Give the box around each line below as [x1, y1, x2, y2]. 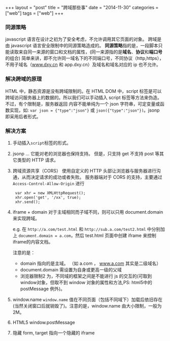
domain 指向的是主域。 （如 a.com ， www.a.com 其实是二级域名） [20, 260, 161, 266]
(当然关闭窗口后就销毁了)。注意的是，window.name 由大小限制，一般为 [12, 302, 162, 309]
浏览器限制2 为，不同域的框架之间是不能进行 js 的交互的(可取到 [20, 273, 152, 279]
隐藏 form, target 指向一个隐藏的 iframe [12, 329, 95, 336]
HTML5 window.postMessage [12, 319, 75, 325]
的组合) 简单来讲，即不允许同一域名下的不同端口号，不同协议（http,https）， [5, 55, 164, 61]
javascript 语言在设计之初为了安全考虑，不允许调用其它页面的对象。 [5, 36, 147, 42]
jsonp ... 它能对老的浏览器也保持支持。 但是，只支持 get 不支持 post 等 [12, 150, 160, 156]
